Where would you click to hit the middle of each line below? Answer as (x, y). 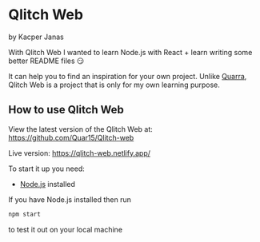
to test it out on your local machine (65, 229)
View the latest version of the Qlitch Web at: (81, 129)
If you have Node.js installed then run (70, 199)
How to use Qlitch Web (66, 110)
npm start (25, 214)
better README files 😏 (46, 61)
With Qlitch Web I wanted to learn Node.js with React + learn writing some (130, 52)
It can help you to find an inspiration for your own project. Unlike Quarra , (128, 76)
